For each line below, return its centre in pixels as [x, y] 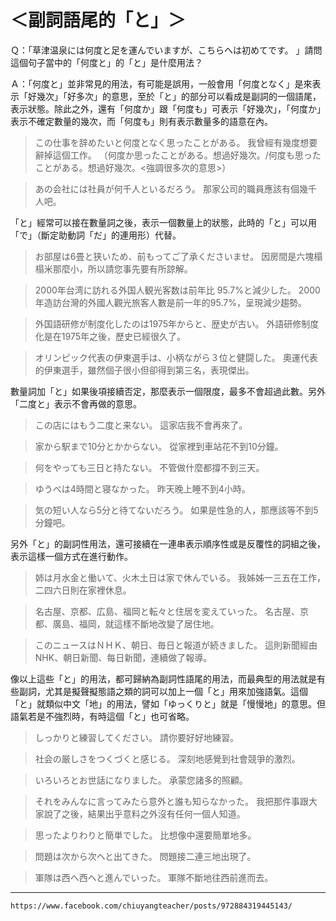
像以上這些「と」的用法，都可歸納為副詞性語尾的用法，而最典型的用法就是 [163, 678]
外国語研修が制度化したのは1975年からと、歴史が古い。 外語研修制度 [177, 323]
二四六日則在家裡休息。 [83, 590]
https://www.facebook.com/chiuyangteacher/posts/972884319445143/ [151, 906]
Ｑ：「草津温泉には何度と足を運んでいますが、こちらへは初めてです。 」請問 [166, 50]
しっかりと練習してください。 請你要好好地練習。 [136, 737]
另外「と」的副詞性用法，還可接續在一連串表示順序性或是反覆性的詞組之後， [168, 543]
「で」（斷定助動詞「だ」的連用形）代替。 [96, 235]
